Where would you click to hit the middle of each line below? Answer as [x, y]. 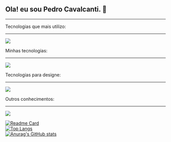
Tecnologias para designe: [33, 75]
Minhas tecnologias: [26, 50]
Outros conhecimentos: [30, 99]
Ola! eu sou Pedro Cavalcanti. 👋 [56, 9]
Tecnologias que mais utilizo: [36, 26]
